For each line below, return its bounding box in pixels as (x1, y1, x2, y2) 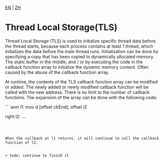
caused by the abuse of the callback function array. (5, 69, 109, 75)
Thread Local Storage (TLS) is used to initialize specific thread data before (5, 38, 156, 44)
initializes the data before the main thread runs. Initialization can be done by (5, 48, 159, 54)
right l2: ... (5, 113, 26, 119)
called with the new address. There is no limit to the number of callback (5, 89, 150, 95)
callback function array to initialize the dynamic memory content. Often (5, 64, 149, 70)
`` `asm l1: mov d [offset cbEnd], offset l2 (5, 104, 87, 110)
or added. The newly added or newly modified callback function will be (5, 84, 149, 90)
